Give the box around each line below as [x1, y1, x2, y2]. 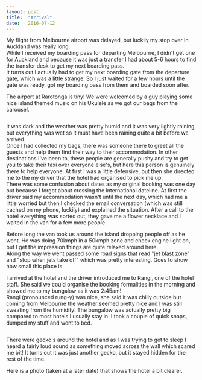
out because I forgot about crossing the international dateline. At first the [6, 187, 187, 194]
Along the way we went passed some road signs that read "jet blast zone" [6, 250, 190, 257]
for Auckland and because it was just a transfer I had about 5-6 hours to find [6, 55, 197, 63]
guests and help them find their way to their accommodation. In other [6, 148, 178, 156]
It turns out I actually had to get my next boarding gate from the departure [6, 69, 190, 76]
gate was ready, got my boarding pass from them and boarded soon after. [6, 81, 190, 89]
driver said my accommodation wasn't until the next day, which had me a [6, 194, 188, 201]
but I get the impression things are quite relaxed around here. [6, 244, 159, 251]
